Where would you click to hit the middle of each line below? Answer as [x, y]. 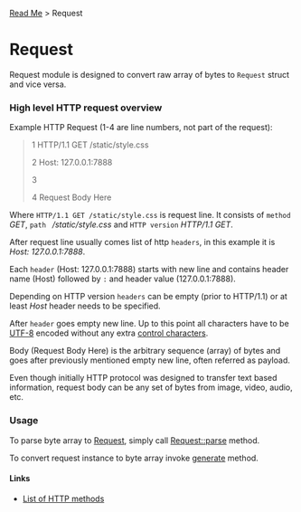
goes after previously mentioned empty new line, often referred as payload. [150, 360]
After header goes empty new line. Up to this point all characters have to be [149, 324]
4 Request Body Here [71, 197]
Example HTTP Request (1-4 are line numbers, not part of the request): [141, 128]
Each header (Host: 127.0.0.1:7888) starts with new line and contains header [149, 270]
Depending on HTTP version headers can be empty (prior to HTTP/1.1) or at [148, 297]
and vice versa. [38, 84]
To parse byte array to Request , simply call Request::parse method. [135, 440]
